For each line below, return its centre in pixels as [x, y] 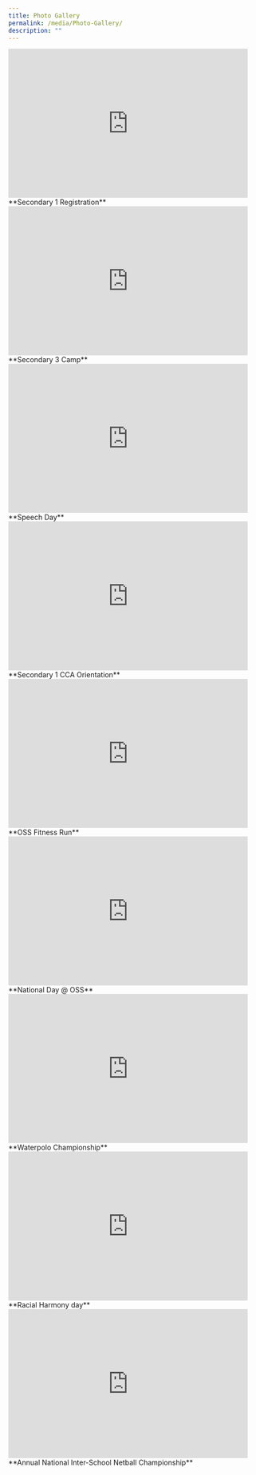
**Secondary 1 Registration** [57, 202]
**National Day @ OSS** [51, 990]
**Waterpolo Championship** [58, 1148]
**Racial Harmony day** [49, 1305]
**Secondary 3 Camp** [48, 360]
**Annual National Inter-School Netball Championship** [101, 1463]
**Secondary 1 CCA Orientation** [65, 675]
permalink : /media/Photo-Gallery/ [66, 23]
